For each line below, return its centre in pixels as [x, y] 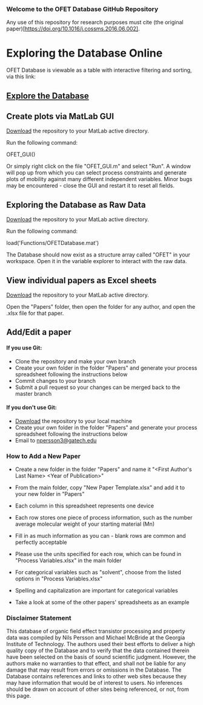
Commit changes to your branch [55, 380]
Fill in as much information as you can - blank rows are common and [100, 536]
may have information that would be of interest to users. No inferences [95, 683]
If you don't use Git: [32, 408]
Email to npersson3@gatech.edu [56, 440]
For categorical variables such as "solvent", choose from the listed [98, 573]
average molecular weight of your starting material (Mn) [85, 524]
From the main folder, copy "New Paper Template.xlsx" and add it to [100, 487]
